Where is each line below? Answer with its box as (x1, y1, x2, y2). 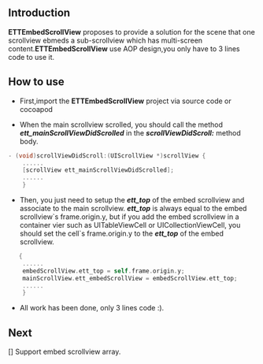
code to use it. (8, 52, 55, 61)
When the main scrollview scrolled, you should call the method (19, 120, 223, 129)
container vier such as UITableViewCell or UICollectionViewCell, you (19, 221, 241, 229)
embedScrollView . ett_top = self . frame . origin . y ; (22, 267, 185, 275)
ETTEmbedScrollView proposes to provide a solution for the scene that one (8, 27, 256, 36)
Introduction (8, 6, 71, 20)
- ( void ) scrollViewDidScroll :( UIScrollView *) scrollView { (8, 151, 206, 160)
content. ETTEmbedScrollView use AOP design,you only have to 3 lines (8, 43, 240, 54)
